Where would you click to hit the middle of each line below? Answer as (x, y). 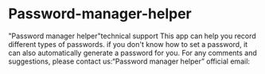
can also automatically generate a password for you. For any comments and (132, 53)
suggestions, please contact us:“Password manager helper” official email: (129, 61)
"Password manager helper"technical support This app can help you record (132, 36)
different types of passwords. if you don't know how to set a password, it (128, 44)
